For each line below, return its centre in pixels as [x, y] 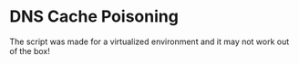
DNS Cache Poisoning [94, 17]
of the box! [30, 50]
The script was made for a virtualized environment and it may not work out [149, 41]
